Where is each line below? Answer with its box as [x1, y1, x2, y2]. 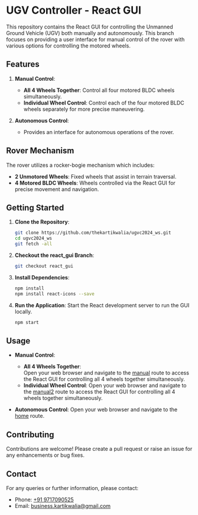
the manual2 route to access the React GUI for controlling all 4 [23, 388, 176, 395]
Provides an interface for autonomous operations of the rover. [23, 128, 174, 135]
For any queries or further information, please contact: [6, 484, 139, 491]
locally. [14, 308, 33, 315]
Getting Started [6, 202, 64, 212]
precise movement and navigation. [14, 185, 99, 193]
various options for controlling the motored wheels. [6, 42, 131, 49]
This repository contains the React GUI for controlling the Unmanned [6, 23, 173, 30]
